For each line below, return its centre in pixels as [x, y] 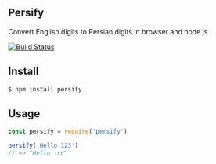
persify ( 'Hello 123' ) [43, 146]
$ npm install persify [45, 89]
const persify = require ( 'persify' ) [68, 132]
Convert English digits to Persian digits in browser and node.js [108, 31]
